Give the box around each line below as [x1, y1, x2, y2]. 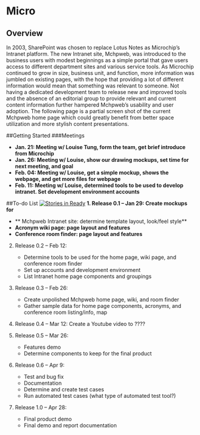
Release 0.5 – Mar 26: [14, 332, 69, 339]
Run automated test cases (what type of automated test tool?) [23, 392, 176, 399]
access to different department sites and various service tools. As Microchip [6, 63, 194, 70]
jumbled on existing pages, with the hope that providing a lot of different [6, 76, 184, 83]
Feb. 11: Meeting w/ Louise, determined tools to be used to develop [14, 182, 184, 189]
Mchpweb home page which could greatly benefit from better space [6, 114, 174, 121]
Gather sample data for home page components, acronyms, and [23, 303, 181, 309]
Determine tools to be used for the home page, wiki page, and [23, 253, 177, 261]
